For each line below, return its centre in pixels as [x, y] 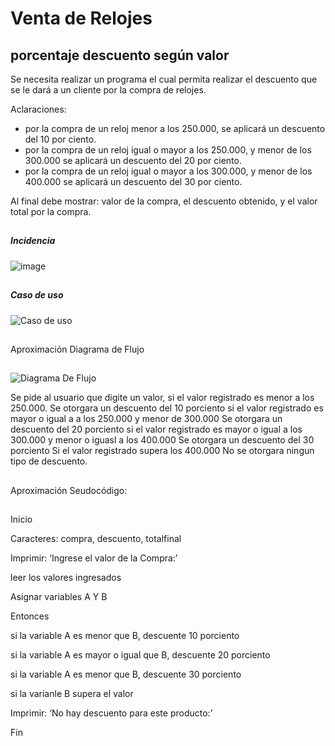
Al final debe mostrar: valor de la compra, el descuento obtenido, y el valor [164, 201]
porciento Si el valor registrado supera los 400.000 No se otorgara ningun [162, 451]
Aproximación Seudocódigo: [69, 490]
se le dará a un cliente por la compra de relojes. [108, 90]
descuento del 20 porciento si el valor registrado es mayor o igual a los [156, 429]
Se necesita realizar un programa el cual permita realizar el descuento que [164, 79]
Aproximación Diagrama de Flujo [77, 349]
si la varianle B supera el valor [72, 694]
